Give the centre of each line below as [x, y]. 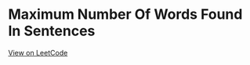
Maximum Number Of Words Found [125, 14]
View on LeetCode [38, 52]
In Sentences [52, 31]
